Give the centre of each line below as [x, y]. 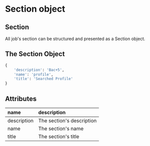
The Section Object [35, 54]
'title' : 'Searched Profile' [43, 79]
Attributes [21, 99]
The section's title [59, 136]
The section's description [67, 121]
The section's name [61, 129]
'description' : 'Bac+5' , [39, 70]
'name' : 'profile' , [34, 74]
